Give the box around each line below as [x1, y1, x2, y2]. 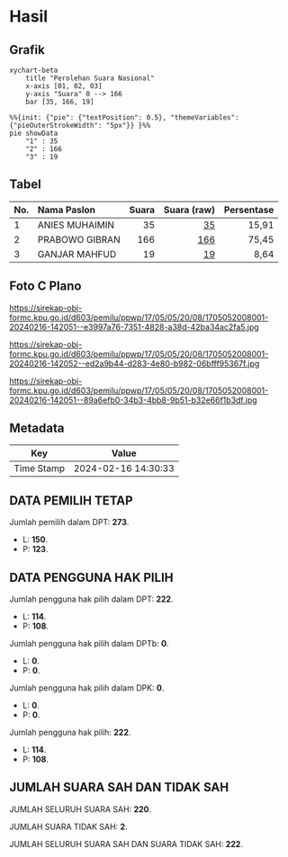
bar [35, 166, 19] [25, 97, 94, 106]
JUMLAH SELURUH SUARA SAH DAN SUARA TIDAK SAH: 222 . [9, 838, 243, 849]
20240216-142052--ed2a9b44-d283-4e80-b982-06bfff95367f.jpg [9, 358, 260, 369]
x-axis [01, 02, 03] [25, 82, 103, 91]
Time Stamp [13, 462, 66, 475]
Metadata [9, 421, 65, 436]
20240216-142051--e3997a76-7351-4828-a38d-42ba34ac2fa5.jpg [9, 321, 259, 332]
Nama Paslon [37, 203, 96, 216]
